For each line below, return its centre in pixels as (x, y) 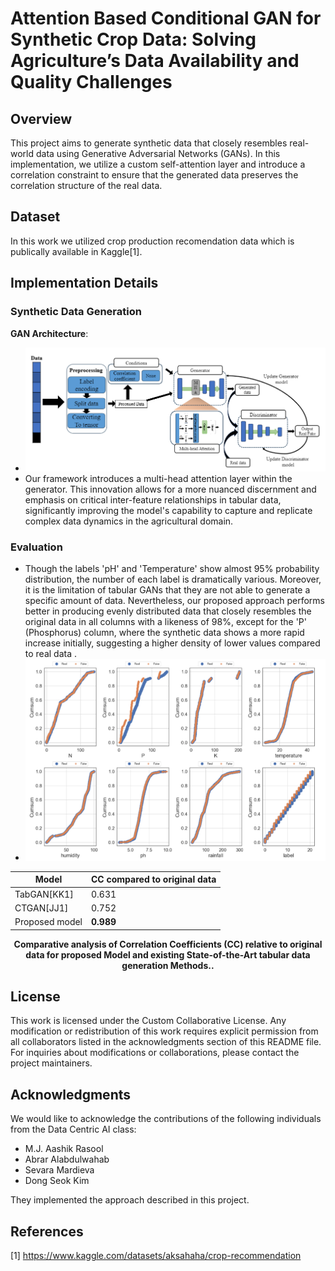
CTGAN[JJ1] (41, 908)
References (47, 1231)
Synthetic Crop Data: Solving (133, 39)
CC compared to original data (154, 879)
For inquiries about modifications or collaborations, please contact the (155, 1053)
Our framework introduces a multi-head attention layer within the (158, 479)
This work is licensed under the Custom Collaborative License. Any (148, 1021)
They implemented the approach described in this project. (130, 1200)
